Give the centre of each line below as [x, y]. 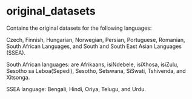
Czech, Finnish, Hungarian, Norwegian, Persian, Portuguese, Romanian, [96, 39]
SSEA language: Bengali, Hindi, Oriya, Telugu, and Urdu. [76, 89]
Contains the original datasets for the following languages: [79, 28]
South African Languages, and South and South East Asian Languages [94, 46]
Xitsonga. [18, 77]
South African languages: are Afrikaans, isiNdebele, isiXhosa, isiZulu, [92, 64]
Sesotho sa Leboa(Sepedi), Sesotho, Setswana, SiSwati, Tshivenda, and [96, 70]
